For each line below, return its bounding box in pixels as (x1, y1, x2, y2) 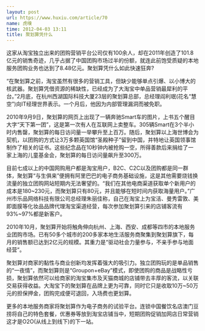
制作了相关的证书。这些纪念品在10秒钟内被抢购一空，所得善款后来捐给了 (6, 144, 189, 151)
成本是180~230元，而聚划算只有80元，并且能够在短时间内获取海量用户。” (6, 187, 190, 195)
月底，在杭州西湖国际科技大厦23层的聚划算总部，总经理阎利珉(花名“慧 (20, 93, 197, 100)
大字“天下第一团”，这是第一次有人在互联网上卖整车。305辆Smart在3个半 (6, 121, 189, 128)
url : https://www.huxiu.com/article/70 (6, 15, 108, 21)
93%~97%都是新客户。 (6, 210, 66, 217)
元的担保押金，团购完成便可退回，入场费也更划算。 (6, 289, 135, 297)
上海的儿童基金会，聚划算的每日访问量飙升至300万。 (11, 151, 145, 159)
